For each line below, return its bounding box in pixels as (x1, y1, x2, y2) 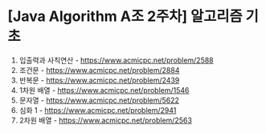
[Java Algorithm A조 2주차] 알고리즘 (7, 7, 243, 26)
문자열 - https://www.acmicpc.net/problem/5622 (18, 95, 180, 105)
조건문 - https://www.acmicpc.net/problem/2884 (18, 65, 180, 75)
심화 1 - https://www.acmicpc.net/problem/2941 (18, 105, 177, 115)
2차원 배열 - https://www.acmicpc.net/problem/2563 (18, 115, 192, 125)
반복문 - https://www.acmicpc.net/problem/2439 (18, 75, 180, 85)
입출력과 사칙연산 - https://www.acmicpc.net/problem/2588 (18, 55, 214, 65)
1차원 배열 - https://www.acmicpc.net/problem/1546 (18, 85, 190, 95)
